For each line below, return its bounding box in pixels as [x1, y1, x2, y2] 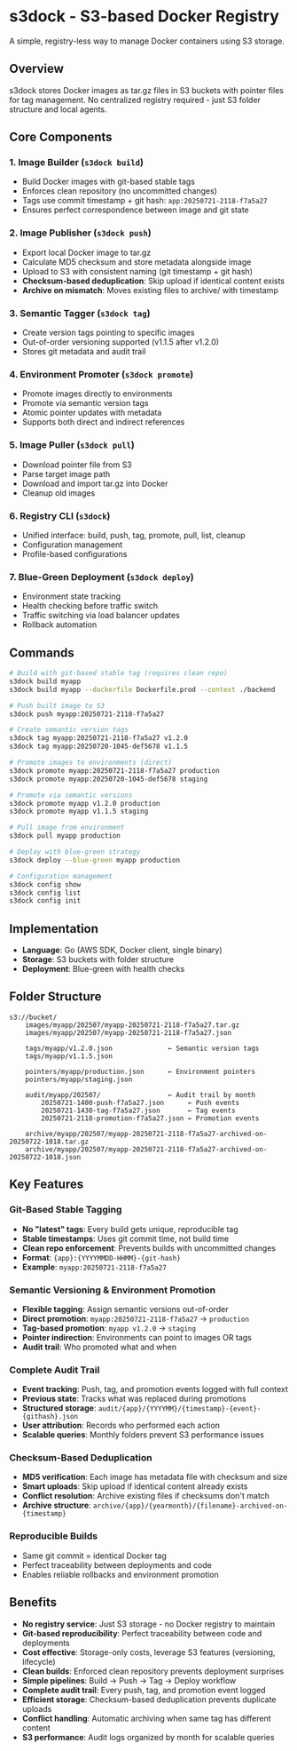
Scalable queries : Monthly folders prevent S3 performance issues [21, 1429, 264, 1440]
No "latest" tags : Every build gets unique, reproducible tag [21, 1223, 238, 1234]
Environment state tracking [21, 591, 121, 601]
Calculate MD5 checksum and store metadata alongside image [21, 256, 252, 267]
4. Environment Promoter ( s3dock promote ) [9, 368, 194, 380]
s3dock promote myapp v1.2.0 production [9, 799, 161, 808]
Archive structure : [21, 1500, 91, 1511]
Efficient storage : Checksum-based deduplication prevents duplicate [21, 1694, 277, 1705]
